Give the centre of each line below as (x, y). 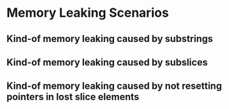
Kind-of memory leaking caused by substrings (110, 39)
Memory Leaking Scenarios (88, 13)
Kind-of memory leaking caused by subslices (107, 62)
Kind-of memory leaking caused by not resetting (114, 86)
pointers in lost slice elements (73, 97)
